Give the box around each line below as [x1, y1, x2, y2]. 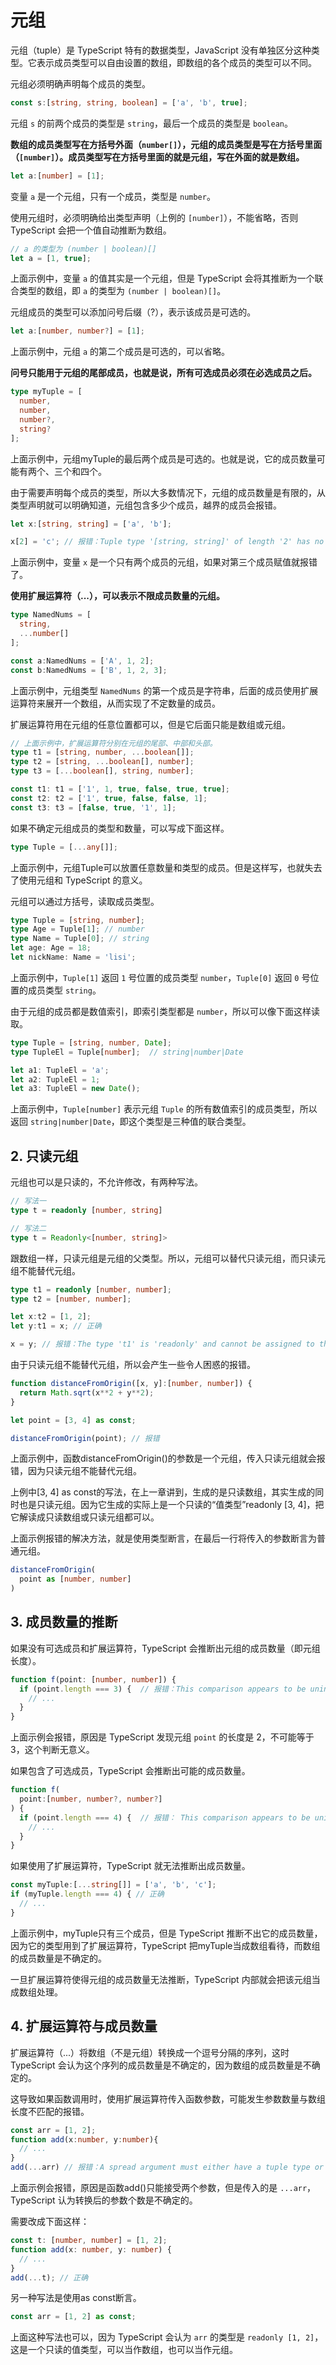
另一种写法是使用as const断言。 [10, 2292, 142, 2304]
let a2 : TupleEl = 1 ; [10, 1074, 101, 1085]
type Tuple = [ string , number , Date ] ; [10, 1037, 172, 1048]
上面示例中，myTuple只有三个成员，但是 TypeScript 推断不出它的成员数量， [10, 1927, 323, 1939]
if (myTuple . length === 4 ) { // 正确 [10, 1889, 165, 1900]
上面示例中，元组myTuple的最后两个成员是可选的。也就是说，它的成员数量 [10, 452, 317, 465]
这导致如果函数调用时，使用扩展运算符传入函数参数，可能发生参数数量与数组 [10, 2092, 326, 2105]
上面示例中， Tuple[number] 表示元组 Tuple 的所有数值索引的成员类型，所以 [10, 1103, 318, 1115]
